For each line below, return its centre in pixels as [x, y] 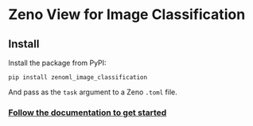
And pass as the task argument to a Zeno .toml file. [93, 92]
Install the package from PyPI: [57, 63]
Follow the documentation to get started [88, 113]
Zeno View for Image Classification [127, 15]
